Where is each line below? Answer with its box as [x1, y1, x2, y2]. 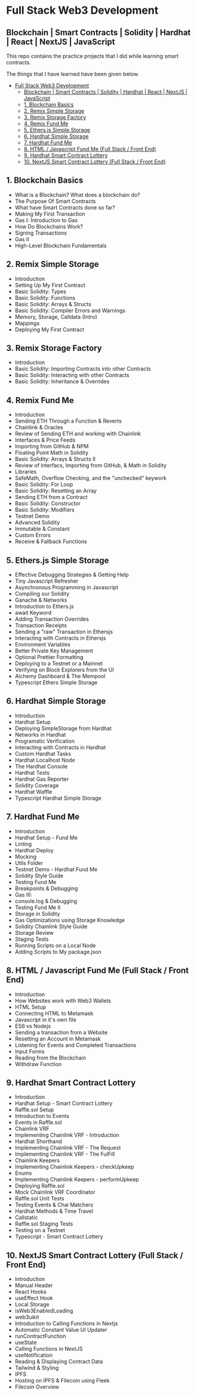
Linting [14, 840, 32, 848]
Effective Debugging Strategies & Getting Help [14, 571, 130, 578]
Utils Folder [14, 859, 44, 866]
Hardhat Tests [14, 769, 50, 776]
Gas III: [14, 891, 32, 898]
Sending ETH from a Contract [14, 494, 88, 501]
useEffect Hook [14, 1295, 54, 1302]
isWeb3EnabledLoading [14, 1307, 73, 1314]
